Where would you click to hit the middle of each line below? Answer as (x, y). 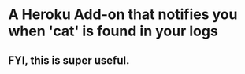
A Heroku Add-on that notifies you (123, 15)
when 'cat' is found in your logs (113, 31)
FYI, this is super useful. (69, 60)
